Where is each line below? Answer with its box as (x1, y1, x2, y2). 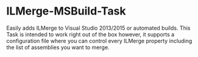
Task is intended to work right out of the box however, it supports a (6, 30, 175, 38)
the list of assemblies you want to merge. (6, 44, 110, 51)
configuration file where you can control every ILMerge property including (6, 37, 193, 44)
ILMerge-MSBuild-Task (6, 4, 126, 18)
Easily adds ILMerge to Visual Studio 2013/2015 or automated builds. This (6, 24, 191, 32)
